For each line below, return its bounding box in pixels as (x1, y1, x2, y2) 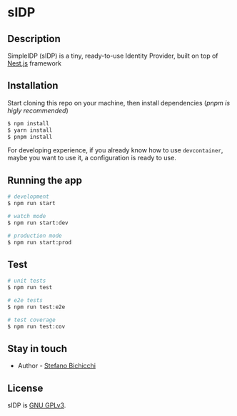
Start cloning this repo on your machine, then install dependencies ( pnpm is (7, 98, 231, 107)
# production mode (7, 232, 62, 239)
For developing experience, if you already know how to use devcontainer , (7, 146, 223, 155)
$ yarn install (7, 126, 53, 134)
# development (7, 193, 50, 200)
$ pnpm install (7, 133, 53, 140)
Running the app (7, 174, 82, 186)
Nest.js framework (7, 59, 62, 68)
